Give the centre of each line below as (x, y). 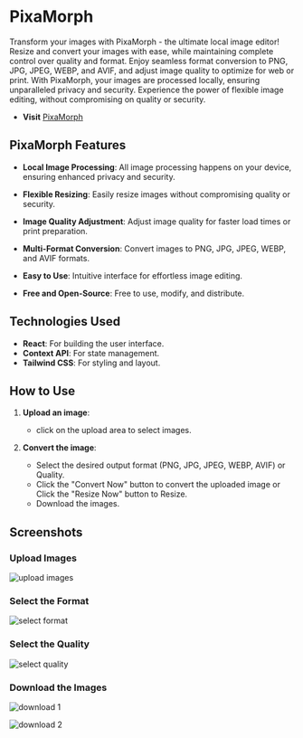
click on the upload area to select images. (114, 430)
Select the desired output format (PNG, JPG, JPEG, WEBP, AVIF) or (161, 465)
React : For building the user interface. (93, 343)
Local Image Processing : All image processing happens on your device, (157, 167)
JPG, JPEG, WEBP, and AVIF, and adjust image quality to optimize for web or (152, 71)
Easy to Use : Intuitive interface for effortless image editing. (132, 275)
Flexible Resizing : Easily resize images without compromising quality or (156, 194)
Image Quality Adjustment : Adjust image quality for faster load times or (156, 221)
